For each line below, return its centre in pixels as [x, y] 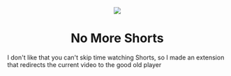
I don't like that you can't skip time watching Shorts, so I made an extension [116, 57]
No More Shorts [117, 38]
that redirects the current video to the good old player [84, 64]
